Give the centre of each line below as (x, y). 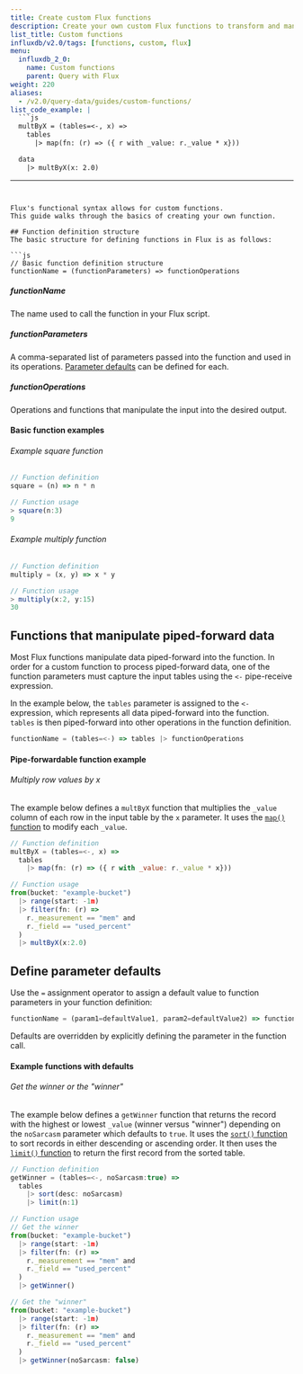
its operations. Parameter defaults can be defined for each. (120, 366)
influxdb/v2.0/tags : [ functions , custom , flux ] (101, 43)
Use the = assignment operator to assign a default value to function (135, 993)
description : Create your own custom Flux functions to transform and (145, 26)
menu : (20, 51)
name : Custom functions (71, 68)
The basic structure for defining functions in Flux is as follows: (141, 239)
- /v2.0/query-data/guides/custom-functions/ (105, 101)
